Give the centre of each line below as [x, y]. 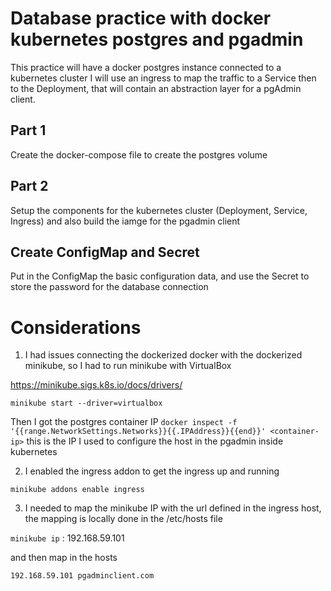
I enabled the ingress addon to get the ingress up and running [152, 471]
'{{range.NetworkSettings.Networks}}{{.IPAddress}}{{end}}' [138, 432]
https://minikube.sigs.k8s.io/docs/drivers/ [96, 385]
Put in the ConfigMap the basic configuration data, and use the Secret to [160, 276]
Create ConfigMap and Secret [105, 252]
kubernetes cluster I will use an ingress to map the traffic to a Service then [163, 78]
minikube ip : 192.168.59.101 [67, 538]
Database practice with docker [141, 18]
